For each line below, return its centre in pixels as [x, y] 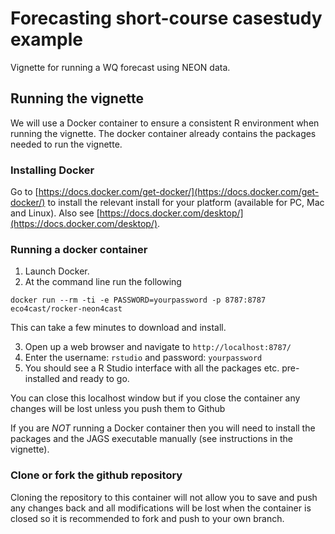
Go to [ [24, 192]
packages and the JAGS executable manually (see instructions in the [151, 439]
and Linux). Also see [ [55, 213]
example [47, 39]
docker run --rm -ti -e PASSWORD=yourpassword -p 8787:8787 [138, 300]
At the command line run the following [103, 282]
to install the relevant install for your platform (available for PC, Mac [186, 203]
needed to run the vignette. [66, 144]
